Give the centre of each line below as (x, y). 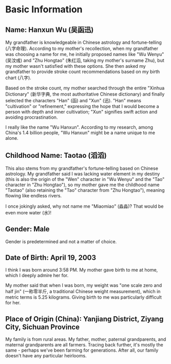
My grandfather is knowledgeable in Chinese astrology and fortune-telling (83, 42)
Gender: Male (27, 229)
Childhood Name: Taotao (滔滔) (56, 156)
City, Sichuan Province (43, 327)
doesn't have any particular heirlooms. (46, 356)
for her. (13, 303)
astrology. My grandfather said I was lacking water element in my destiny (83, 174)
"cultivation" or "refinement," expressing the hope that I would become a (82, 106)
